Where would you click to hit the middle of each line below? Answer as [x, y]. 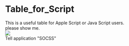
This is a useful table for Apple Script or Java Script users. [65, 23]
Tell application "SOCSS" [31, 38]
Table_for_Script [40, 9]
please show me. [23, 28]
